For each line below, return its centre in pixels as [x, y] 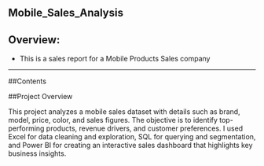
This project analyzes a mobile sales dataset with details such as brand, [125, 112]
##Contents [27, 81]
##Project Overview [40, 97]
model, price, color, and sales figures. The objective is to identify [113, 120]
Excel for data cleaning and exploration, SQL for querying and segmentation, [132, 137]
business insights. [37, 153]
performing [26, 128]
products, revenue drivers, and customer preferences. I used [145, 128]
